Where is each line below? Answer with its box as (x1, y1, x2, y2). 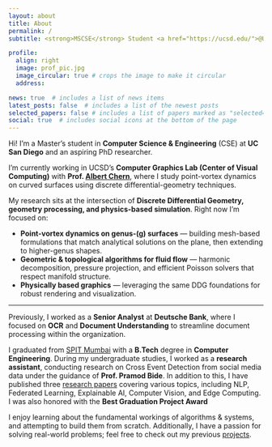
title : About (8, 19, 53, 28)
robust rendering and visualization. (19, 289, 137, 299)
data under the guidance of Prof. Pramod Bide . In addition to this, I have (8, 371, 249, 381)
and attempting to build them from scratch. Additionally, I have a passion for (8, 421, 261, 431)
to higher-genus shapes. (19, 246, 103, 256)
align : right (15, 57, 60, 65)
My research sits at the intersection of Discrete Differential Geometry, (8, 196, 244, 206)
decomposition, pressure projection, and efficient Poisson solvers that (19, 263, 254, 273)
